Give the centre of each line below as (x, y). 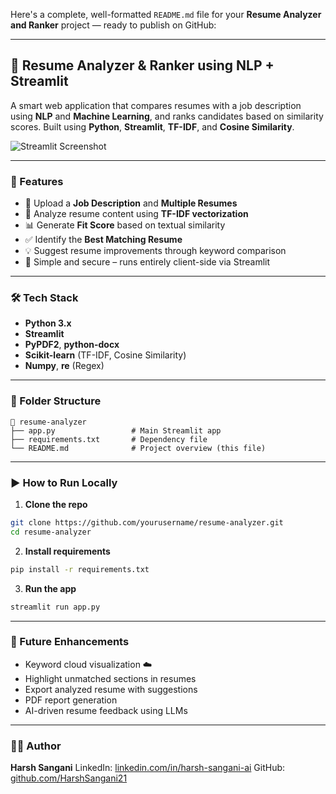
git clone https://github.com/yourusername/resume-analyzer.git (147, 523)
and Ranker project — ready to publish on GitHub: (113, 25)
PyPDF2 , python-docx (72, 345)
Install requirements (67, 551)
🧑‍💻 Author (36, 746)
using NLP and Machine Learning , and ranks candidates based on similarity (167, 116)
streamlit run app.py (55, 607)
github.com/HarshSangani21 (69, 778)
